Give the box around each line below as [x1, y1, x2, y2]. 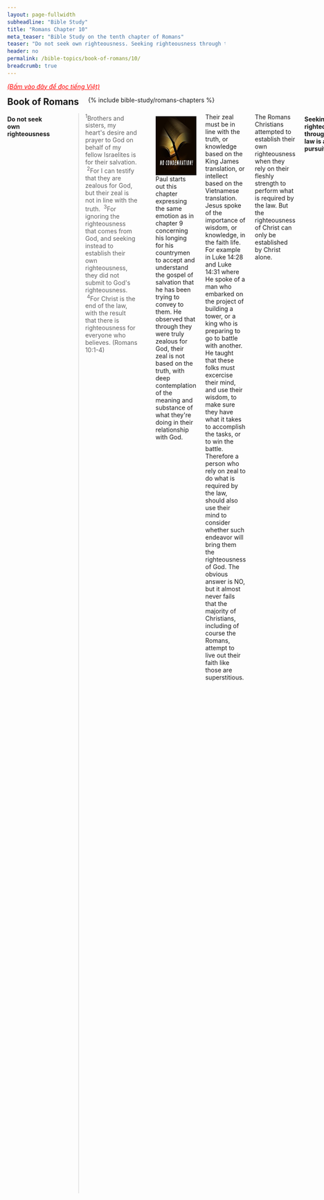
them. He [155, 307, 182, 316]
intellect [205, 171, 228, 180]
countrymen [155, 248, 190, 257]
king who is [205, 319, 238, 328]
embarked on [205, 289, 244, 298]
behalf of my [85, 143, 121, 152]
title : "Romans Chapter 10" [7, 26, 89, 33]
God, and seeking [85, 234, 136, 242]
